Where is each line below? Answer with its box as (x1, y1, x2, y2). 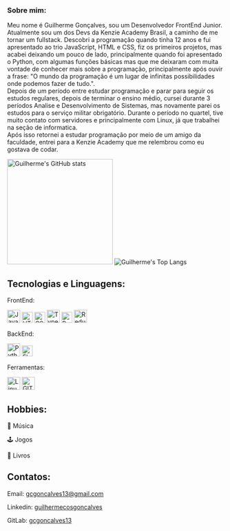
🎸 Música (7, 422, 34, 430)
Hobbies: (7, 403, 48, 415)
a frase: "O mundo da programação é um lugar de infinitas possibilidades (7, 72, 215, 80)
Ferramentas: (7, 363, 45, 371)
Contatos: (7, 471, 51, 483)
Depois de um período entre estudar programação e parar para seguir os (7, 87, 214, 95)
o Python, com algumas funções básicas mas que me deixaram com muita (7, 58, 219, 66)
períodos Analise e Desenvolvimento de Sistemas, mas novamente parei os (7, 102, 220, 110)
